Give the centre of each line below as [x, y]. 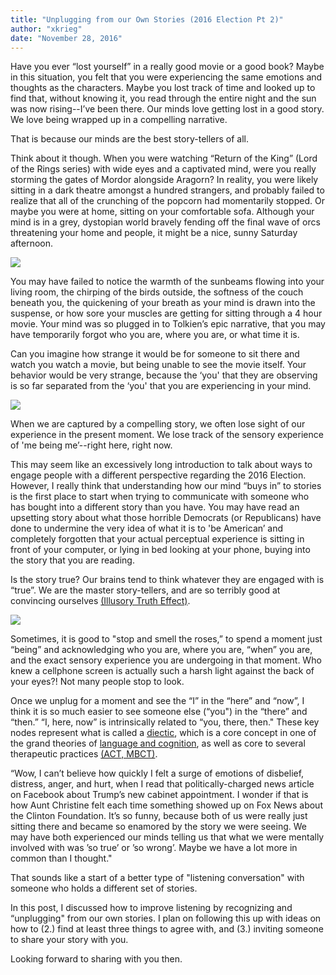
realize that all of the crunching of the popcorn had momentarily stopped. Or [167, 201]
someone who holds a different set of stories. [104, 888]
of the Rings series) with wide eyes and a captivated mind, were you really [163, 169]
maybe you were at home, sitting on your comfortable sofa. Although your [162, 212]
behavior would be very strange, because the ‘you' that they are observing [164, 375]
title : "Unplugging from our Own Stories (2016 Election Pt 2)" [147, 19]
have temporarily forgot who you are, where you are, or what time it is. [155, 335]
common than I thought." [61, 858]
